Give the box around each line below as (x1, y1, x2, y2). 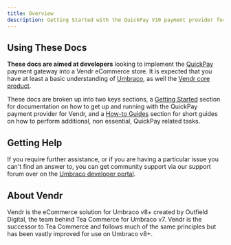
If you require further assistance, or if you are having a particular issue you (7, 155, 219, 163)
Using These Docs (7, 42, 87, 54)
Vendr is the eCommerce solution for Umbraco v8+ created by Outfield (7, 207, 208, 216)
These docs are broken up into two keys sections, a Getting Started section (7, 95, 221, 104)
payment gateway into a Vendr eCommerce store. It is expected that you (7, 67, 212, 75)
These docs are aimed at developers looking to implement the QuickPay (7, 60, 214, 69)
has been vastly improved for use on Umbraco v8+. (7, 229, 153, 237)
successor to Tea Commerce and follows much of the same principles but (7, 222, 217, 231)
